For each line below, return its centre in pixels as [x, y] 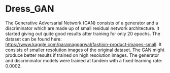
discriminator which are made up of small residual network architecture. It [82, 28]
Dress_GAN [30, 9]
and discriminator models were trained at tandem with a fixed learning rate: [84, 60]
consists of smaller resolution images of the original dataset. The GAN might [85, 50]
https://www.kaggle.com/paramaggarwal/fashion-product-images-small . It [83, 44]
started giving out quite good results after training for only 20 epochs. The [83, 33]
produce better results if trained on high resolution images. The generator [82, 55]
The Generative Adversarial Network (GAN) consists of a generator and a [82, 23]
